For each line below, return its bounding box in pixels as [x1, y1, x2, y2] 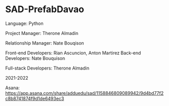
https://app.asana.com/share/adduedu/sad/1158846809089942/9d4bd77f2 [5, 90, 164, 96]
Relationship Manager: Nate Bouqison [5, 40, 84, 46]
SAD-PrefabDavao [5, 4, 85, 15]
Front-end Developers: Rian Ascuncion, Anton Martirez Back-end [5, 50, 141, 56]
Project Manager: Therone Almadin [5, 30, 79, 36]
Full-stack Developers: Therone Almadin [5, 65, 90, 71]
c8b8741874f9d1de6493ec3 [5, 95, 64, 101]
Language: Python [5, 20, 44, 26]
